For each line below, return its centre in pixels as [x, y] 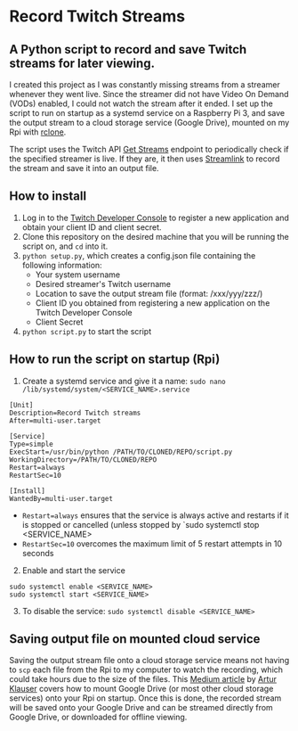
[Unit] [21, 405]
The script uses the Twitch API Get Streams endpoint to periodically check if [149, 149]
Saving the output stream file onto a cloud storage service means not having [149, 661]
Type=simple [31, 444]
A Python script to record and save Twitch [128, 49]
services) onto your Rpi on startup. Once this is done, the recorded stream [145, 698]
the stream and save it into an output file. [84, 168]
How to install [48, 197]
